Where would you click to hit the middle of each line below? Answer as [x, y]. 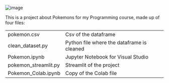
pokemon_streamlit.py [34, 65]
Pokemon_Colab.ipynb [34, 73]
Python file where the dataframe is [106, 42]
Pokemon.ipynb [26, 57]
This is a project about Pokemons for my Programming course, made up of [82, 17]
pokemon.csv [24, 34]
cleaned [75, 49]
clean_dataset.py [28, 46]
